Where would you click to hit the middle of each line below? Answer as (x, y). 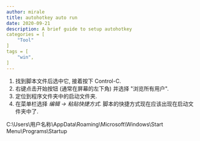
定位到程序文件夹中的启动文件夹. (56, 96)
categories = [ (26, 35)
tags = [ (17, 52)
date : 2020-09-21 (28, 23)
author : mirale (26, 12)
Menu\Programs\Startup (37, 131)
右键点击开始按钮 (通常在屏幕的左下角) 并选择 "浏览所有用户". (92, 88)
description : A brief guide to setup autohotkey (69, 29)
